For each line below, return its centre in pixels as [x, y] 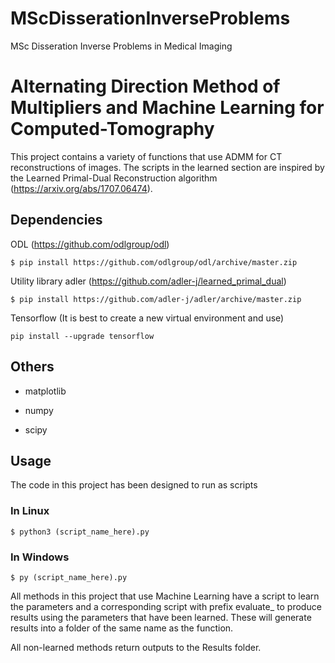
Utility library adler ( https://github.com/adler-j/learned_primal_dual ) [148, 281]
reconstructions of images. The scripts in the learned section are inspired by [167, 167]
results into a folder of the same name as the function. [122, 628]
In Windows [40, 557]
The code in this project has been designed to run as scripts [134, 485]
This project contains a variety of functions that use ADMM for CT [146, 156]
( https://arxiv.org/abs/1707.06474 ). [81, 188]
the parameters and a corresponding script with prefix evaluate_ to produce [166, 606]
